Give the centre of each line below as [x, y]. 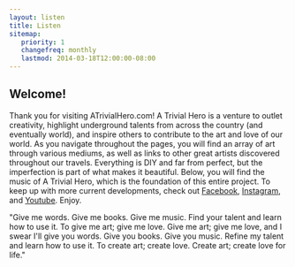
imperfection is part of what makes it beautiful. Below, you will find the [137, 172]
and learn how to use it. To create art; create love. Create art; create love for [147, 245]
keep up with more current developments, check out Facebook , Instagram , [145, 190]
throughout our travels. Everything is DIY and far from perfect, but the [136, 162]
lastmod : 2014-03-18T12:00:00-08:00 [88, 58]
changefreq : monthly [59, 50]
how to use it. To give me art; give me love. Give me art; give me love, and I [146, 226]
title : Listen [35, 26]
